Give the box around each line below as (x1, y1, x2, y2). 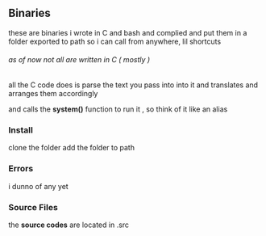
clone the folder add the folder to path (8, 143, 135, 153)
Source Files (8, 201, 58, 213)
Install (8, 124, 34, 136)
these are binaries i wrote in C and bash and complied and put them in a (8, 27, 247, 37)
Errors (8, 163, 34, 175)
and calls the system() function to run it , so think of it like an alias (8, 104, 228, 114)
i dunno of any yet (8, 181, 69, 191)
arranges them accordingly (8, 89, 98, 99)
